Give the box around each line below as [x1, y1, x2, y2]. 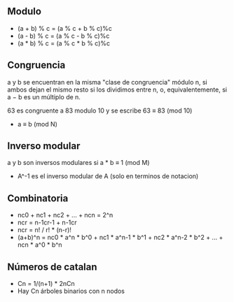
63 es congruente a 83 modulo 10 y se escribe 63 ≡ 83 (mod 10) [7, 106, 193, 115]
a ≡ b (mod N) [17, 120, 58, 128]
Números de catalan [7, 261, 97, 273]
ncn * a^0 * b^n [17, 240, 62, 249]
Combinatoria [7, 192, 69, 204]
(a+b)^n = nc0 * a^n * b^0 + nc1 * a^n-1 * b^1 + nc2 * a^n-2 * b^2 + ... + [17, 233, 223, 242]
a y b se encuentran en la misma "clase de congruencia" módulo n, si [7, 78, 208, 86]
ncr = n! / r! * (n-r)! [17, 226, 72, 234]
